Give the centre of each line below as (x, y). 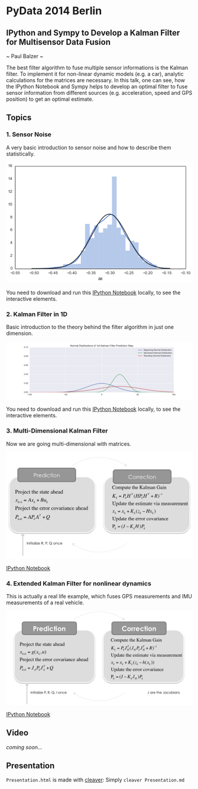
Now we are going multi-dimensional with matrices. (69, 444)
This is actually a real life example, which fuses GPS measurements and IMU (99, 596)
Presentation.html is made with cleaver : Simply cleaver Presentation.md (95, 780)
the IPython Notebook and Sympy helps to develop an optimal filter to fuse (97, 86)
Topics (19, 117)
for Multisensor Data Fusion (59, 42)
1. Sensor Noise (29, 134)
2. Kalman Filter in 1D (37, 314)
